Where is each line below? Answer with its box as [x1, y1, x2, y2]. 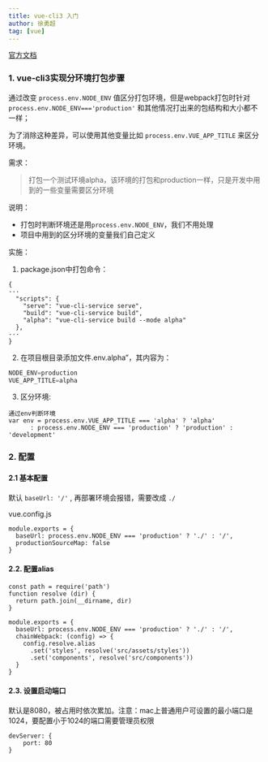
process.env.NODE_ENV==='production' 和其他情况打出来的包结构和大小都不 [8, 102, 258, 112]
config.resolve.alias [23, 639, 96, 647]
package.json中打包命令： [19, 264, 108, 274]
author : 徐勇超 [8, 19, 56, 28]
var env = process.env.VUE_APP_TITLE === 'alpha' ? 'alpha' [8, 417, 216, 425]
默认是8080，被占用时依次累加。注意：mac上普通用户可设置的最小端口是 [8, 705, 253, 715]
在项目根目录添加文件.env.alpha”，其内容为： [19, 353, 172, 362]
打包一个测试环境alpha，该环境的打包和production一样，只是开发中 [28, 175, 253, 184]
